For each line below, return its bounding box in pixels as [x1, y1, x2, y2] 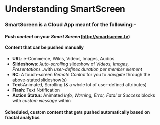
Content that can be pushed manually [5, 44, 84, 50]
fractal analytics [5, 114, 40, 120]
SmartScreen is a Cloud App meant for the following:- [5, 21, 137, 28]
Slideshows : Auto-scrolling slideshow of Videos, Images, [12, 61, 129, 67]
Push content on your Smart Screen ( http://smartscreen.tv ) [5, 33, 130, 39]
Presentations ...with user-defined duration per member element [12, 66, 142, 72]
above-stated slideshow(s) [12, 77, 67, 83]
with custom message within [12, 97, 71, 103]
